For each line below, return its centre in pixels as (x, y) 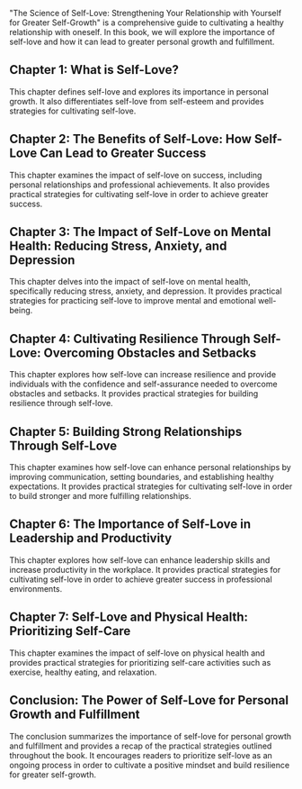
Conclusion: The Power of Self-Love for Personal (149, 700)
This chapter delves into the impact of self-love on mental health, (130, 282)
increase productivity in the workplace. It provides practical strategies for (145, 569)
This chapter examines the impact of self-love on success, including (136, 175)
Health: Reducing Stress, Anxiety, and (118, 246)
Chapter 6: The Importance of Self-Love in (130, 525)
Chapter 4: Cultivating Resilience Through (130, 338)
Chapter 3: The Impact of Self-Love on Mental (140, 232)
